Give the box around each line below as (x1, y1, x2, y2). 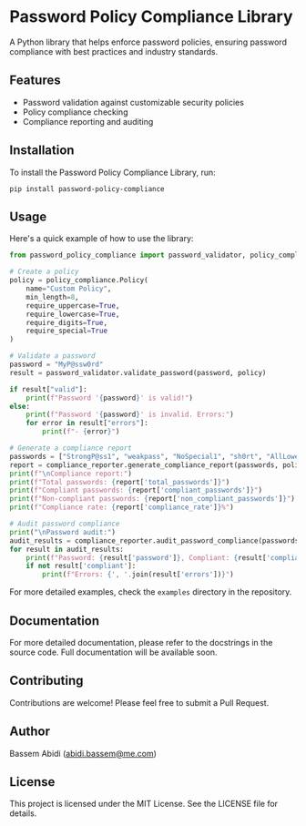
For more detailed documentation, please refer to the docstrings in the (9, 637, 273, 648)
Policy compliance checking (22, 107, 128, 117)
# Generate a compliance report (9, 444, 132, 453)
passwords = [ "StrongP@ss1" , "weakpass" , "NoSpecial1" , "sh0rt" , (9, 452, 262, 461)
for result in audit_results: (9, 545, 125, 554)
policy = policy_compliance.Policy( (9, 276, 148, 285)
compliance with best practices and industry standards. (9, 46, 219, 56)
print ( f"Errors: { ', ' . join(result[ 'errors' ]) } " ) (42, 570, 234, 579)
